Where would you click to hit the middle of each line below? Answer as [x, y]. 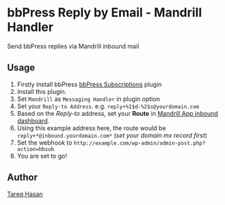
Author [22, 177]
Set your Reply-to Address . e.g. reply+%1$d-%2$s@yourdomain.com [108, 106]
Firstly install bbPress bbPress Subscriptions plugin [89, 84]
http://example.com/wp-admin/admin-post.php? [140, 143]
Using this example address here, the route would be [91, 128]
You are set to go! [42, 156]
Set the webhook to [44, 143]
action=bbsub [36, 149]
